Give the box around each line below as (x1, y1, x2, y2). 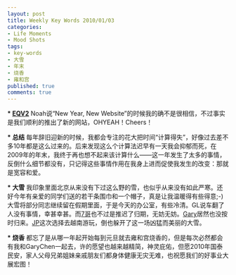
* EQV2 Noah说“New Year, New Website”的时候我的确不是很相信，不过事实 (7, 109, 226, 118)
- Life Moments (7, 30, 52, 37)
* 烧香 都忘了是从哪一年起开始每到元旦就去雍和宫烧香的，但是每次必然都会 (7, 233, 223, 242)
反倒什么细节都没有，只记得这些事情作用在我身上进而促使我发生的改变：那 (7, 159, 223, 168)
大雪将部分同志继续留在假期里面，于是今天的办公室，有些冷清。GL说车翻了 (7, 201, 225, 209)
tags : (7, 43, 23, 50)
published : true (7, 82, 55, 90)
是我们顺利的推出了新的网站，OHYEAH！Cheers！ (7, 118, 153, 127)
